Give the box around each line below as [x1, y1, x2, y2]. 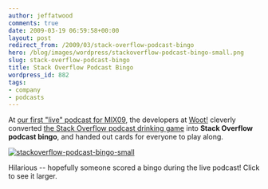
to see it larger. [8, 171, 57, 181]
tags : [8, 78, 26, 86]
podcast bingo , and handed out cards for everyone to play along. [8, 132, 223, 142]
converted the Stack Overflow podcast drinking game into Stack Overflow [8, 124, 254, 133]
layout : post [8, 33, 52, 42]
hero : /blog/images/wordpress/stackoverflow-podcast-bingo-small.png [8, 49, 245, 57]
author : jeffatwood [8, 11, 73, 20]
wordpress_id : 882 [8, 71, 69, 79]
